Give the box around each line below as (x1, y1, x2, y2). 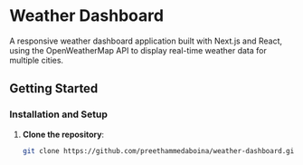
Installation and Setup (9, 108, 109, 121)
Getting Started (9, 81, 99, 96)
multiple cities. (9, 54, 64, 65)
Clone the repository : (22, 129, 105, 140)
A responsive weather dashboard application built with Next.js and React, (9, 35, 283, 46)
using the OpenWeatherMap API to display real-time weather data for (9, 44, 267, 55)
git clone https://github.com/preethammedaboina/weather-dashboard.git (22, 146, 298, 155)
